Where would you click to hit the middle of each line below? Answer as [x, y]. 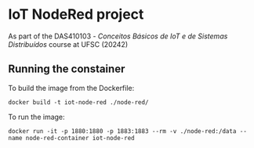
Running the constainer [67, 69]
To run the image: [36, 117]
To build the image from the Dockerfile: [71, 88]
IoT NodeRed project [76, 14]
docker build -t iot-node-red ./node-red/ [78, 102]
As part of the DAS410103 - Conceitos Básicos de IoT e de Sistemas [118, 36]
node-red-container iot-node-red [80, 138]
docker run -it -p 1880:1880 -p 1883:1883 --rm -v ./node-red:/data [122, 131]
